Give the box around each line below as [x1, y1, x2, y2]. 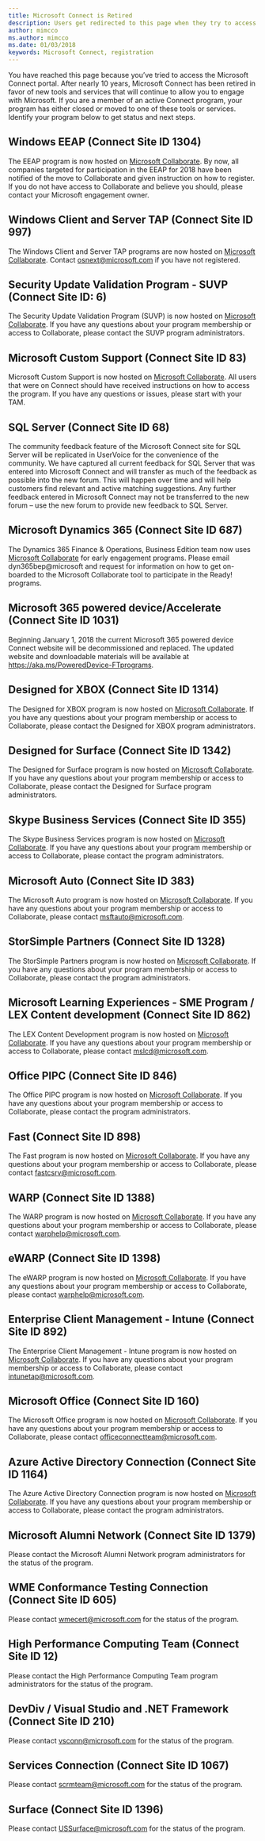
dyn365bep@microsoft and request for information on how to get [8, 561, 221, 571]
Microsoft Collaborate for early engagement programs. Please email [8, 553, 229, 562]
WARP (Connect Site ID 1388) [8, 1191, 156, 1204]
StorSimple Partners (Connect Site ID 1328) [8, 935, 225, 949]
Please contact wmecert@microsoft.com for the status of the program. [8, 1614, 240, 1624]
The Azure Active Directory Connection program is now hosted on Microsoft [8, 1489, 257, 1498]
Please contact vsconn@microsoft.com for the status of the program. [8, 1736, 235, 1745]
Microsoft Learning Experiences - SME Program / [8, 996, 255, 1010]
